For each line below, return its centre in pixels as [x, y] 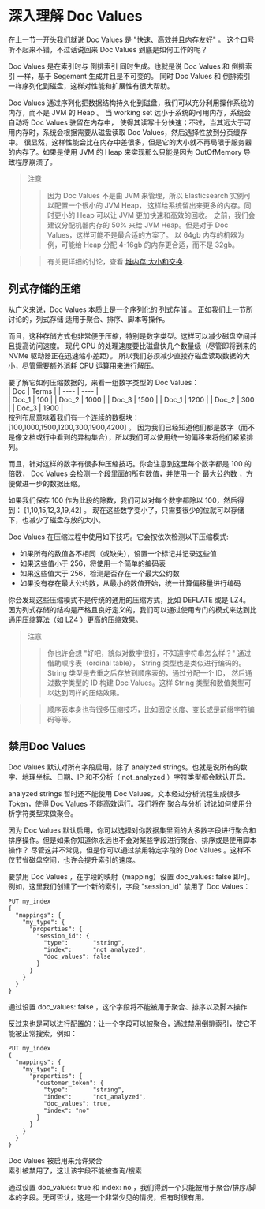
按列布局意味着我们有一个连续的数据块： [74, 417]
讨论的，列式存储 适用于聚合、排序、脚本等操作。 [89, 319]
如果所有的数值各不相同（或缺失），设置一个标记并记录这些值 [118, 553]
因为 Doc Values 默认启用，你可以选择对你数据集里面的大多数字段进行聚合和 [132, 830]
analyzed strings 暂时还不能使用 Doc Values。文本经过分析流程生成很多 [124, 793]
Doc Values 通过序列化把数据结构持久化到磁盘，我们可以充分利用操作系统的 [131, 103]
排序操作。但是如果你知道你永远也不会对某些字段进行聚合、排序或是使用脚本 [132, 840]
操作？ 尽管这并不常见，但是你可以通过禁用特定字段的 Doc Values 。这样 [126, 850]
